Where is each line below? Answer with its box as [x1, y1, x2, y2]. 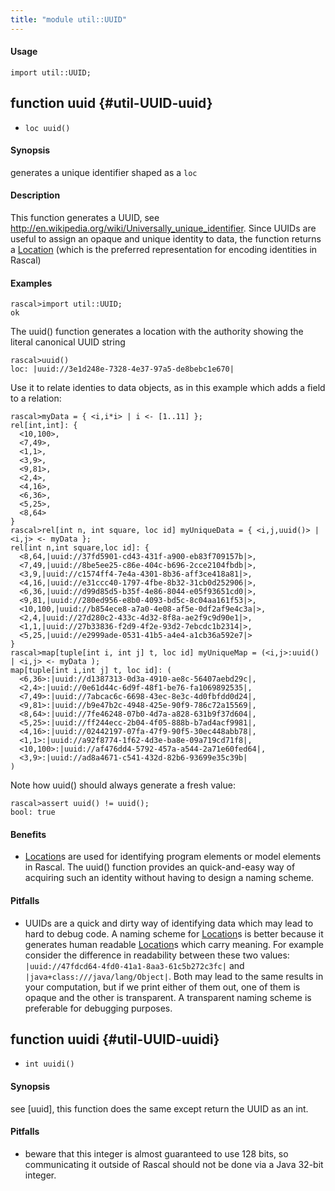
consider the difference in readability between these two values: [24, 949, 290, 961]
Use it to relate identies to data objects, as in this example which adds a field [10, 382, 326, 394]
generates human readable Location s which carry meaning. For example [24, 938, 325, 950]
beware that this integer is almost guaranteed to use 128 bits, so [24, 1147, 289, 1160]
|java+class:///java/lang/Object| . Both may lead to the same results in [24, 970, 324, 982]
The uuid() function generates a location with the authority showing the [10, 326, 304, 338]
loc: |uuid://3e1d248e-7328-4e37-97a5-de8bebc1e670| [10, 364, 235, 375]
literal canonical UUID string [10, 336, 126, 348]
